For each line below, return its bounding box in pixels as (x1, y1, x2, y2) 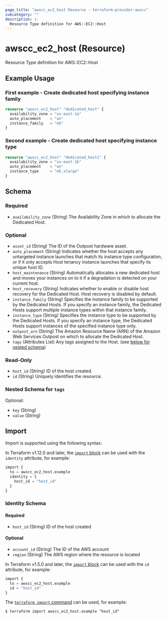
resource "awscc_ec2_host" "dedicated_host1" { (5, 155, 106, 160)
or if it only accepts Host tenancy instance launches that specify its (12, 259, 151, 265)
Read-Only (5, 356, 32, 363)
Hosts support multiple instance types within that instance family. (12, 307, 147, 313)
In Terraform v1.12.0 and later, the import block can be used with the (5, 450, 145, 456)
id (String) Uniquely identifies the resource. (12, 373, 102, 379)
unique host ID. (12, 264, 44, 270)
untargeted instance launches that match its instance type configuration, (12, 254, 162, 260)
